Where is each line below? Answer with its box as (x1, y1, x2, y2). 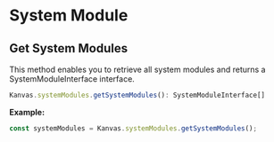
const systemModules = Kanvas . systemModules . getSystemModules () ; (9, 123, 257, 133)
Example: (9, 106, 46, 117)
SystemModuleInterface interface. (9, 74, 136, 84)
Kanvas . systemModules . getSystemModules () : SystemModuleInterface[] (9, 91, 266, 99)
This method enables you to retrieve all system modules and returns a (9, 64, 266, 75)
